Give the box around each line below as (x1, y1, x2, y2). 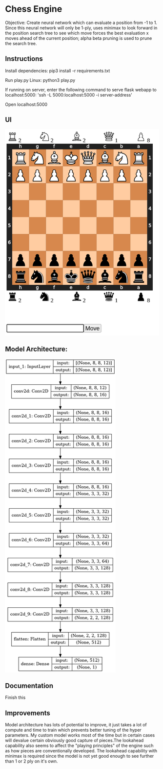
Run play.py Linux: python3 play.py (5, 77, 76, 83)
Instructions (5, 55, 43, 63)
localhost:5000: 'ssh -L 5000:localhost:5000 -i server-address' (5, 92, 133, 98)
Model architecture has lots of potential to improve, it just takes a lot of (5, 722, 147, 728)
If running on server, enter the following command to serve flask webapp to (5, 87, 157, 93)
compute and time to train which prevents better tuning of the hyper (5, 727, 142, 733)
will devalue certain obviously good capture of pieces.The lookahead (5, 738, 144, 744)
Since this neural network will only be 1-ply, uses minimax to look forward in (5, 25, 158, 30)
